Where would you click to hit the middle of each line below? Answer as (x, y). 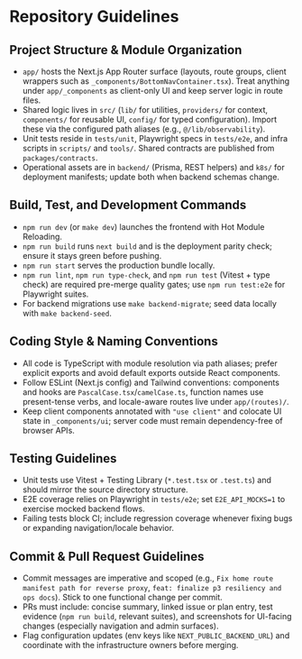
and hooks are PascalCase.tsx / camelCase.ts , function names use (143, 392)
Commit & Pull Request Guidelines (107, 556)
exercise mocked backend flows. (84, 509)
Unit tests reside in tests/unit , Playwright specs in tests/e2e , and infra (155, 138)
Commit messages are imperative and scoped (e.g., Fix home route (147, 578)
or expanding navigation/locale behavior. (98, 528)
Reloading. (42, 236)
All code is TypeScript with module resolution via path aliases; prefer (150, 363)
